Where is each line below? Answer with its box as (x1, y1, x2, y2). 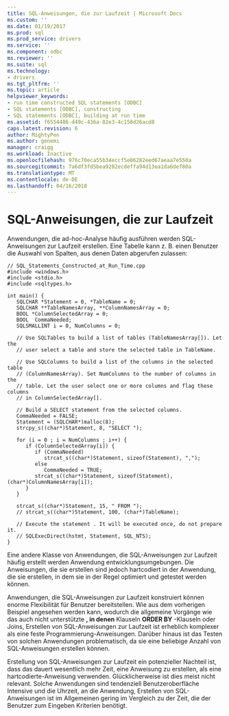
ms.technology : (7, 67, 51, 74)
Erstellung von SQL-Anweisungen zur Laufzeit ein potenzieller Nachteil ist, (7, 658, 217, 666)
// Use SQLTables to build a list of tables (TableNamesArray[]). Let (16, 334, 223, 342)
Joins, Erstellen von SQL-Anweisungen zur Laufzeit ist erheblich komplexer (7, 623, 219, 631)
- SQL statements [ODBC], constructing (7, 106, 121, 113)
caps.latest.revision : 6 (7, 125, 78, 132)
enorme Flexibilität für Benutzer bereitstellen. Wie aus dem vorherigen (7, 601, 206, 609)
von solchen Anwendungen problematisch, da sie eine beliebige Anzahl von (7, 637, 221, 645)
